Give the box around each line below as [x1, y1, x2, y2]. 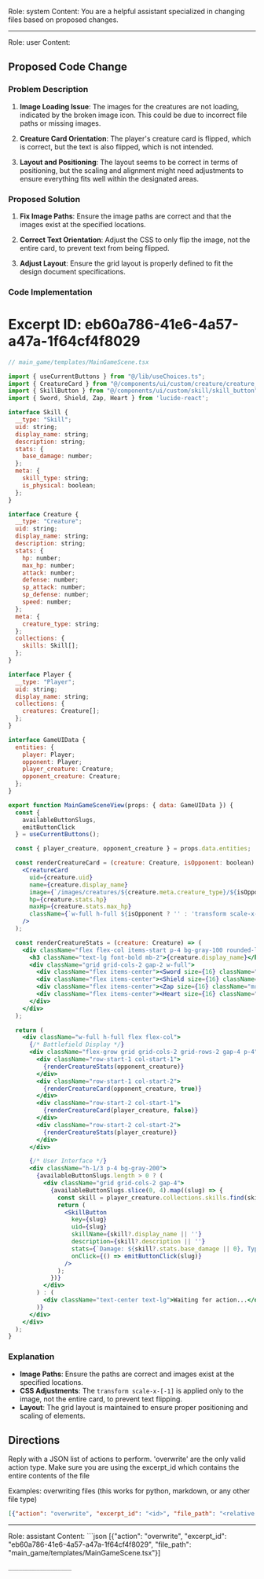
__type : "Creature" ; [15, 518, 82, 526]
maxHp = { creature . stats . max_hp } [28, 903, 132, 911]
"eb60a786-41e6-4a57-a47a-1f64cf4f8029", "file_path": [8, 1540, 192, 1549]
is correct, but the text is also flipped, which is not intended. [19, 141, 214, 152]
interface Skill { [8, 409, 68, 417]
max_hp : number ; [22, 561, 76, 569]
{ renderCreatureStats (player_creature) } [42, 1128, 178, 1137]
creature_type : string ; [22, 620, 101, 628]
